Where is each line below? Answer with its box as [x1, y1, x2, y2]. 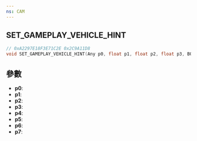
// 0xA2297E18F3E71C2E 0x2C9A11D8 [6, 46, 91, 51]
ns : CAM [6, 8, 25, 15]
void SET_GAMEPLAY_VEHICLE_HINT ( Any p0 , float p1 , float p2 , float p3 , [6, 51, 185, 57]
